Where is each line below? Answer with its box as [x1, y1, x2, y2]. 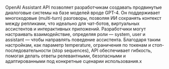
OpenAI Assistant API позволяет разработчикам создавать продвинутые [5, 5, 162, 10]
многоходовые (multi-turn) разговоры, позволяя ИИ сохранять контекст [5, 15, 161, 21]
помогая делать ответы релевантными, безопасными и [5, 53, 126, 59]
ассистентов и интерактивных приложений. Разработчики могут [5, 26, 146, 32]
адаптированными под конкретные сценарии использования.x [5, 58, 142, 64]
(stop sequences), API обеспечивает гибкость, [52, 48, 152, 53]
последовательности [5, 48, 51, 53]
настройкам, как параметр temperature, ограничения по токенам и [5, 42, 151, 48]
